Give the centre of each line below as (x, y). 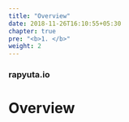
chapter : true (32, 31)
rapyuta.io (29, 75)
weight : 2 (25, 46)
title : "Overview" (39, 16)
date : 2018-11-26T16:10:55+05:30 (65, 24)
